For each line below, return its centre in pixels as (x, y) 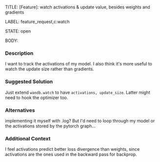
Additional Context (28, 139)
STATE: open (18, 31)
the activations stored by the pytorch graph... (50, 126)
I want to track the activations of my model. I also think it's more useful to (79, 64)
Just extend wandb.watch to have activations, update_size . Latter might (78, 92)
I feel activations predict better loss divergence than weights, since (72, 149)
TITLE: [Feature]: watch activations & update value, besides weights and (78, 7)
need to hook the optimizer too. (37, 98)
